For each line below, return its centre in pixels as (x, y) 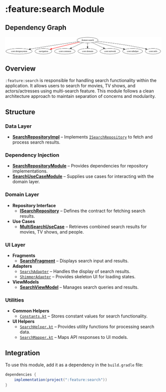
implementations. (30, 171)
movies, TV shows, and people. (52, 232)
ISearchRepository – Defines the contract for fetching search (83, 211)
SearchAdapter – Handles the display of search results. (75, 271)
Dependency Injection (32, 155)
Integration (23, 353)
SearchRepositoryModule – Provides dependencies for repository (80, 166)
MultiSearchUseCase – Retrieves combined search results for (83, 227)
